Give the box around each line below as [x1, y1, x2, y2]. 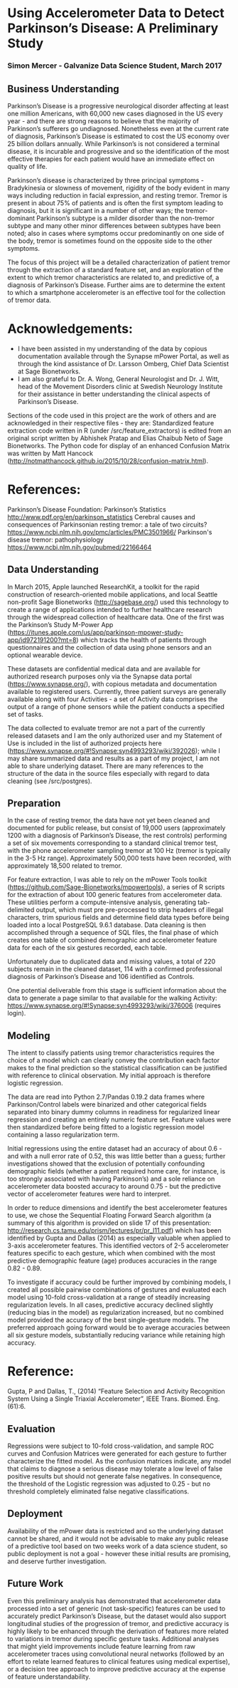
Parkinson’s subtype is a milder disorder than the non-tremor [36, 214, 215, 222]
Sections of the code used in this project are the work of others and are [7, 411, 217, 420]
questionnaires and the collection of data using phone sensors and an [7, 643, 212, 651]
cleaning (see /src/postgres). [7, 777, 92, 785]
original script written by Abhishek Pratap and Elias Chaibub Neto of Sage [7, 433, 223, 442]
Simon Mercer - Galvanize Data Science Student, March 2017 [7, 61, 222, 71]
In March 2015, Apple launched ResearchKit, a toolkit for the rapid [7, 582, 200, 591]
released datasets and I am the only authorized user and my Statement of [7, 731, 222, 740]
